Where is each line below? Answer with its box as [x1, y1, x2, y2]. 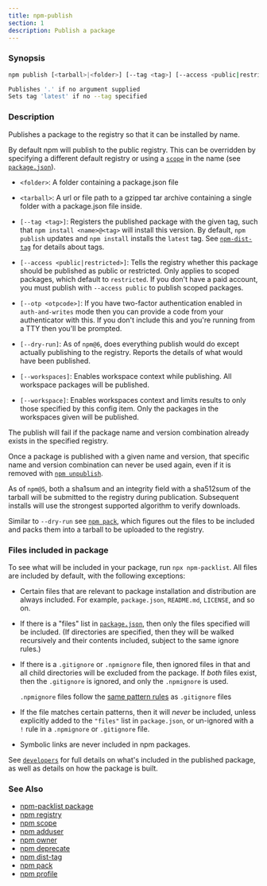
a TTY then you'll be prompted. [19, 323, 122, 333]
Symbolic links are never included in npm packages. [19, 740, 191, 749]
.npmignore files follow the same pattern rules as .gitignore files [19, 692, 232, 701]
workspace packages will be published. [19, 380, 149, 389]
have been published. [19, 356, 91, 365]
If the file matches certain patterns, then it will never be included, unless [19, 707, 257, 716]
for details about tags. [33, 242, 105, 252]
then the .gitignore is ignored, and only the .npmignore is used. [19, 676, 229, 685]
